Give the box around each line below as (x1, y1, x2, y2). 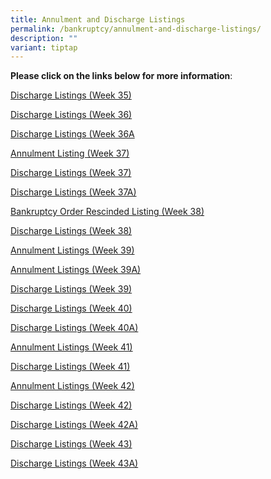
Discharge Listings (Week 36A (10, 128, 135, 140)
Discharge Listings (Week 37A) (10, 186, 137, 198)
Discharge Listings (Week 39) (10, 283, 133, 295)
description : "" (10, 33, 78, 43)
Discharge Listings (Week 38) (10, 225, 133, 237)
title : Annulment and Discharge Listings (10, 14, 186, 25)
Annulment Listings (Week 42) (10, 380, 135, 392)
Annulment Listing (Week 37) (10, 147, 130, 160)
